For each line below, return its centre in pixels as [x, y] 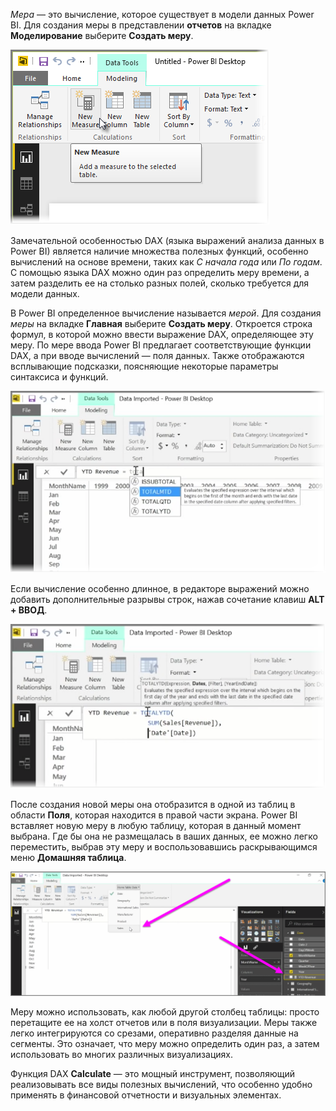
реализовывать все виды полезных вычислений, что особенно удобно [161, 1085]
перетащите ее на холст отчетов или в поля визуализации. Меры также [164, 1023]
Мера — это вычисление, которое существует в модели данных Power [162, 14]
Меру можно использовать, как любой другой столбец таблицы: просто [165, 1012]
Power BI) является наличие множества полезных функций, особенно [159, 251]
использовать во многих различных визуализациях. [121, 1055]
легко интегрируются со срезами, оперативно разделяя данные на [154, 1033]
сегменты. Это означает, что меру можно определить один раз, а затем [165, 1044]
